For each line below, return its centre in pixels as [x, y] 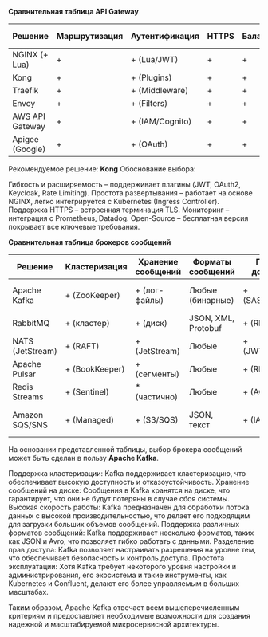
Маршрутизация [90, 36]
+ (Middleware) [160, 90]
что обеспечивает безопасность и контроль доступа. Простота [116, 558]
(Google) [29, 149]
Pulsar [24, 374]
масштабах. [29, 592]
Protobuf [205, 328]
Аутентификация [165, 36]
